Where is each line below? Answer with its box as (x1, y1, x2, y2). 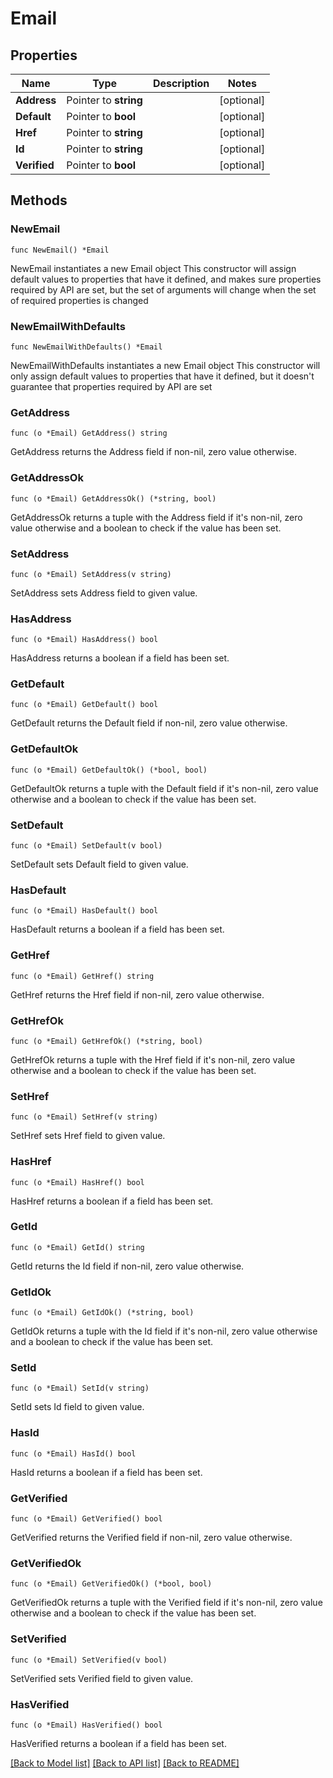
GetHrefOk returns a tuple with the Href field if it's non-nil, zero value (10, 1053, 296, 1066)
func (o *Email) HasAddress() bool (10, 635, 159, 645)
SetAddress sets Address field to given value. (10, 587, 198, 599)
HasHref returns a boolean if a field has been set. (10, 1195, 214, 1207)
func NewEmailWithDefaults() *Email (10, 342, 163, 352)
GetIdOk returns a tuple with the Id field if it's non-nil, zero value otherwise (10, 1325, 318, 1337)
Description (152, 77, 210, 90)
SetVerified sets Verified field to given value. (10, 1672, 194, 1684)
